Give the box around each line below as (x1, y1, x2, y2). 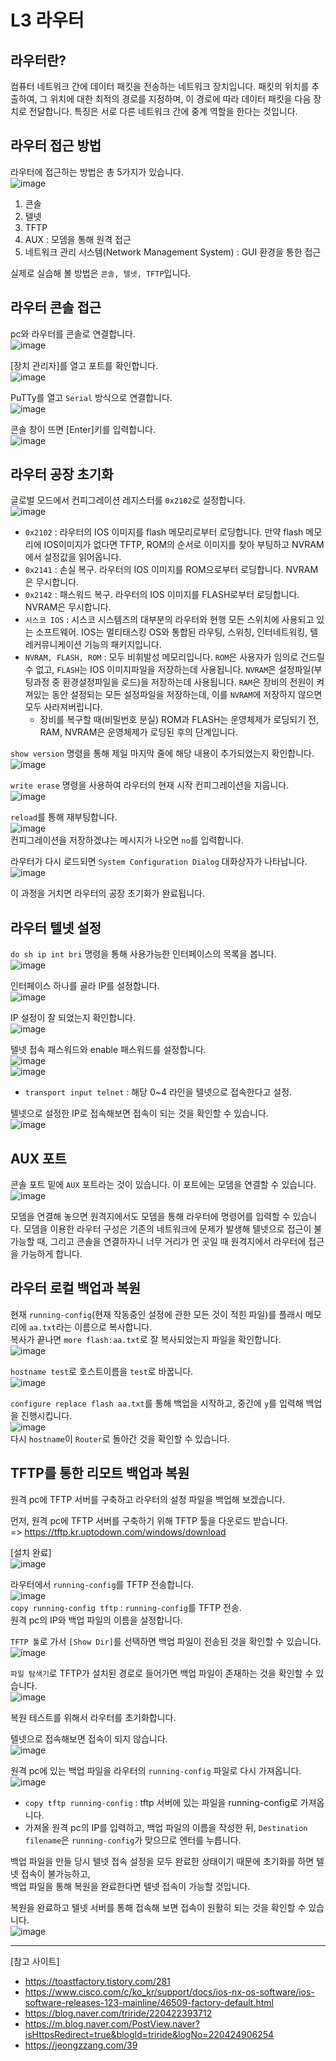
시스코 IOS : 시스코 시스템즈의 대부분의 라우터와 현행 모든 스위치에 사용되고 (24, 614, 315, 626)
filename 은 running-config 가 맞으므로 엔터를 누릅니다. (24, 1834, 242, 1846)
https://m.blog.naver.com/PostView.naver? (24, 2017, 201, 2030)
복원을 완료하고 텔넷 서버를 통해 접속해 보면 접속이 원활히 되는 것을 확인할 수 (10, 1901, 307, 1913)
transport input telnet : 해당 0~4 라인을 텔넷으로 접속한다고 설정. (24, 1086, 293, 1098)
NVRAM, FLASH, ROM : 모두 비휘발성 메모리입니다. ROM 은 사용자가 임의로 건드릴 (24, 651, 325, 663)
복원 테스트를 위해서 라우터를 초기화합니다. (10, 1711, 177, 1723)
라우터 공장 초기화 (10, 466, 114, 483)
